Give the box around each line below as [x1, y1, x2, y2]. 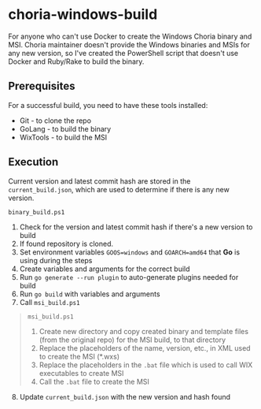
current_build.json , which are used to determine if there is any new [8, 184, 230, 194]
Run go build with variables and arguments [19, 289, 160, 299]
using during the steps [19, 255, 93, 265]
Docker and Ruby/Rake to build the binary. [8, 57, 145, 66]
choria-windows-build [8, 6, 158, 24]
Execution [8, 155, 59, 169]
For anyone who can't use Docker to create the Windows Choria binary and [8, 32, 252, 41]
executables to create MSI [39, 368, 124, 377]
